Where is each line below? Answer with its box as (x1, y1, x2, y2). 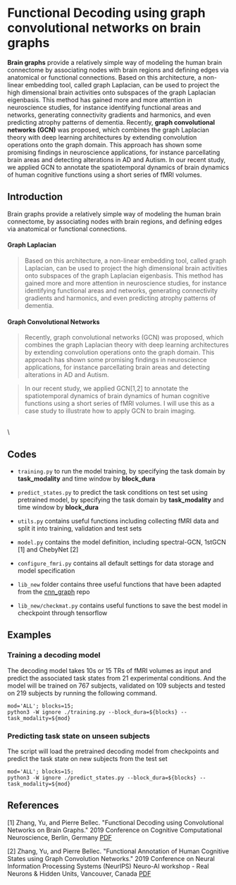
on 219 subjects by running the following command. (7, 688, 157, 697)
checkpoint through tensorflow (17, 608, 108, 617)
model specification (17, 566, 75, 575)
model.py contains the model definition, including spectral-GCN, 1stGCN (17, 538, 227, 546)
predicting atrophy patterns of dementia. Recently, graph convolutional (7, 118, 216, 126)
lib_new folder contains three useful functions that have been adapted (17, 580, 222, 588)
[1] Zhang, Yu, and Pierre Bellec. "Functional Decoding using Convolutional (7, 818, 224, 827)
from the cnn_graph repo (17, 587, 90, 596)
